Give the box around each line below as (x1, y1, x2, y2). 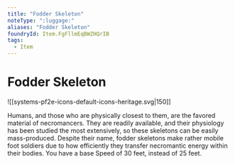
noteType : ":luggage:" (7, 17, 75, 24)
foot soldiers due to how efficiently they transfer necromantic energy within (7, 141, 229, 150)
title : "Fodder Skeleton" (7, 10, 84, 18)
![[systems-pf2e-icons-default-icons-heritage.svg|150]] (7, 97, 172, 106)
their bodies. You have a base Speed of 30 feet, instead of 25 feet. (7, 148, 202, 157)
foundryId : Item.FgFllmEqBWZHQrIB (7, 30, 110, 38)
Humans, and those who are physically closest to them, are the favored (7, 111, 216, 119)
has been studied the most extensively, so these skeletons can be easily (7, 126, 219, 135)
